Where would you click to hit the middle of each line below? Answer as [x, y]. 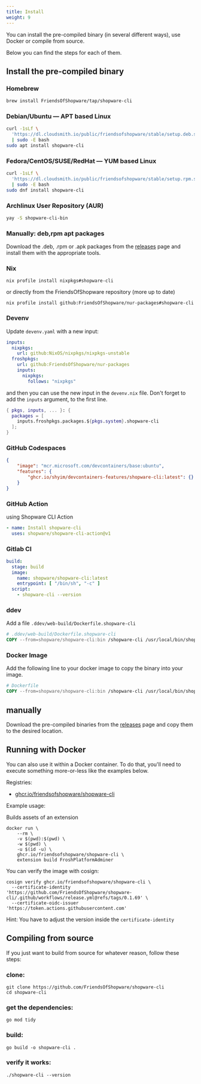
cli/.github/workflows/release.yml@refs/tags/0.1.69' [75, 898]
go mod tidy [21, 1020]
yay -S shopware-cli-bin [37, 218]
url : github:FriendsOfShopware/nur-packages [73, 365]
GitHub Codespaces [36, 448]
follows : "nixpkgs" [52, 381]
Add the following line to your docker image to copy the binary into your [95, 668]
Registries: [19, 782]
